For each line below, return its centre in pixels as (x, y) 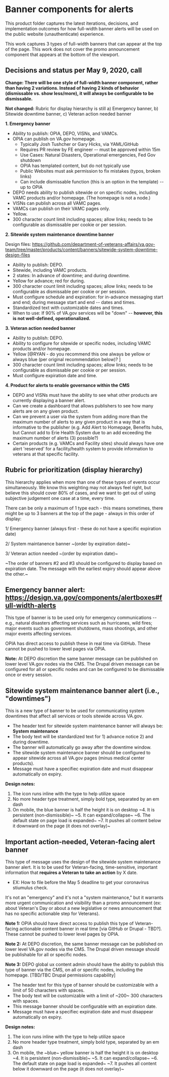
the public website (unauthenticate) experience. (55, 34)
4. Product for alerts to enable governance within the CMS (67, 385)
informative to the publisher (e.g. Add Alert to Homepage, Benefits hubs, (88, 427)
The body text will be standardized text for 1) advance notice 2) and (83, 737)
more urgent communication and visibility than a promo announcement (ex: (83, 903)
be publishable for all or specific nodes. (46, 955)
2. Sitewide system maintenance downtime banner (60, 234)
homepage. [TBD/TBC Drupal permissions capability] (61, 975)
